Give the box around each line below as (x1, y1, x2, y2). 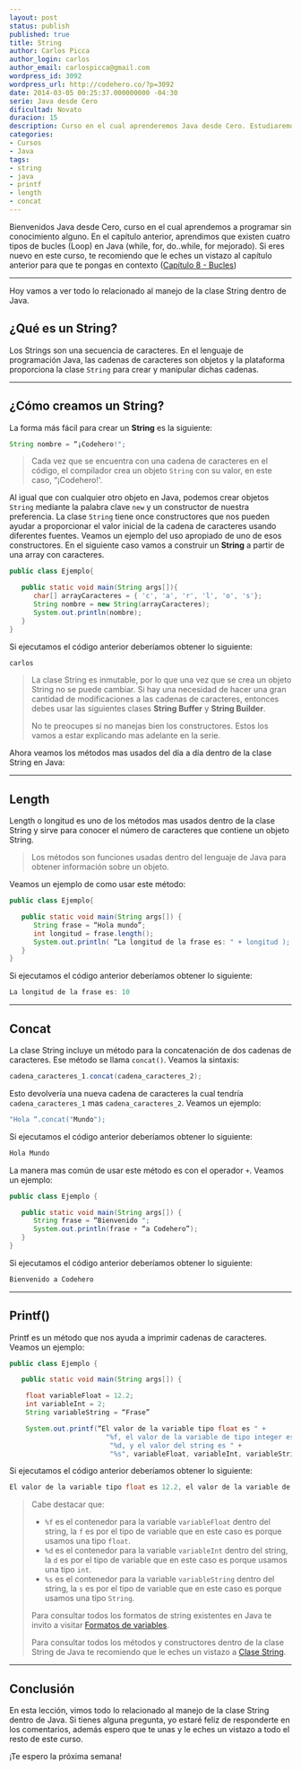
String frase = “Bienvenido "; (32, 1216, 150, 1226)
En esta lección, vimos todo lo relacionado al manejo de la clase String (9, 1705, 270, 1716)
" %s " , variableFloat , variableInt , (108, 1449, 243, 1458)
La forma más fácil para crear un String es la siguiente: (9, 422, 213, 433)
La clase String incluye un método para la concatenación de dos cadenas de (9, 1045, 292, 1055)
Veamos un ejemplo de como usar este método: (9, 879, 186, 890)
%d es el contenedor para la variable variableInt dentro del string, (44, 1545, 288, 1556)
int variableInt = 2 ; (25, 1400, 106, 1409)
